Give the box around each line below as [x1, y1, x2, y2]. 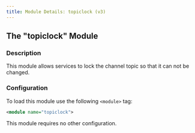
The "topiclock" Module [6, 31, 98, 41]
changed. [6, 69, 30, 76]
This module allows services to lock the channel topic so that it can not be [6, 62, 190, 69]
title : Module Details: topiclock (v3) [6, 8, 106, 15]
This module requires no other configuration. [6, 120, 117, 127]
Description [6, 49, 41, 57]
